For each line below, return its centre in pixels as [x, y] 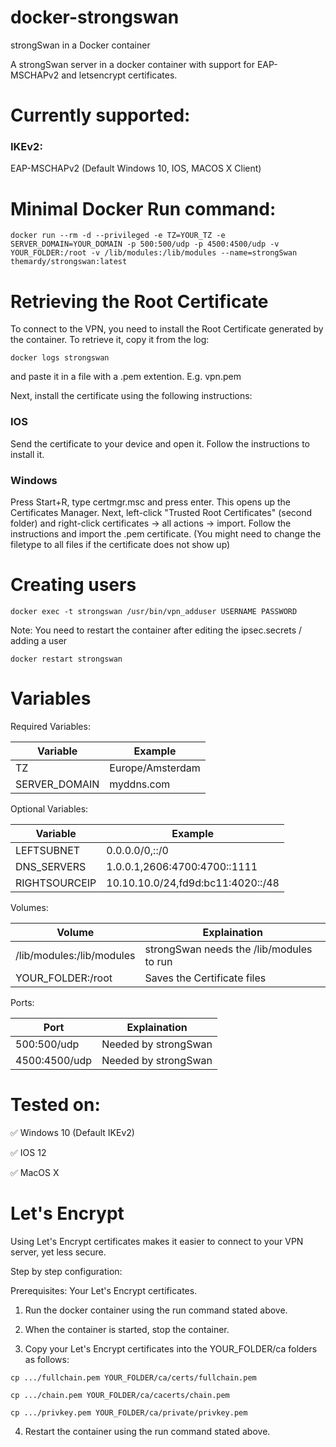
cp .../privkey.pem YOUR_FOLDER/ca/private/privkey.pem [129, 1412]
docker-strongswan [95, 17]
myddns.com [140, 784]
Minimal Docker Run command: [143, 208]
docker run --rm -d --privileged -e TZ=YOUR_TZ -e [118, 236]
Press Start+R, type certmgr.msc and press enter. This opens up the [150, 502]
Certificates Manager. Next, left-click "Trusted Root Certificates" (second [161, 512]
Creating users [73, 585]
